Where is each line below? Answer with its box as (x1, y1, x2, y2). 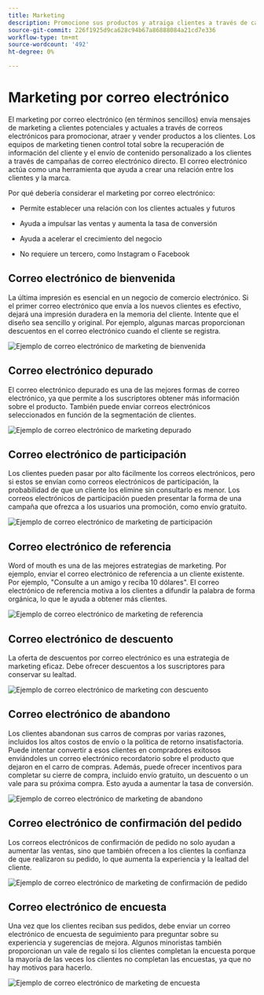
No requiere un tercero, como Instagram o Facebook (19, 249, 190, 258)
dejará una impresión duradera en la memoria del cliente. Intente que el (8, 309, 240, 319)
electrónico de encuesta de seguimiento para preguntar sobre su (8, 930, 218, 939)
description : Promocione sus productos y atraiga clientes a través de (8, 19, 247, 27)
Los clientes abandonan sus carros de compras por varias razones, (8, 728, 226, 738)
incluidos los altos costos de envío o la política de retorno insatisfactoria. (8, 737, 244, 746)
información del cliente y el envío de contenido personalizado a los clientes (8, 148, 252, 157)
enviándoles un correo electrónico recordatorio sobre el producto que (8, 753, 234, 763)
